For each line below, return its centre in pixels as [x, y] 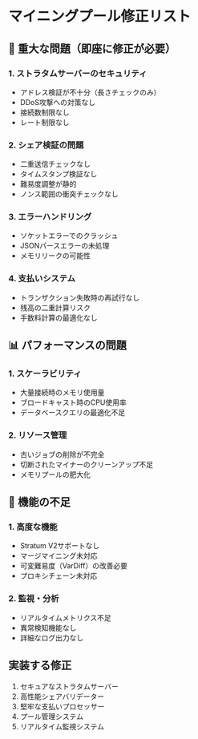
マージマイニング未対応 [59, 556]
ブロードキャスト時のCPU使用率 [73, 402]
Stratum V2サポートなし [60, 546]
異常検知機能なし [48, 628]
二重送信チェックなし [55, 164]
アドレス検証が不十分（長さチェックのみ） [90, 92]
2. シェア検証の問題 [46, 145]
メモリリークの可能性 [55, 256]
